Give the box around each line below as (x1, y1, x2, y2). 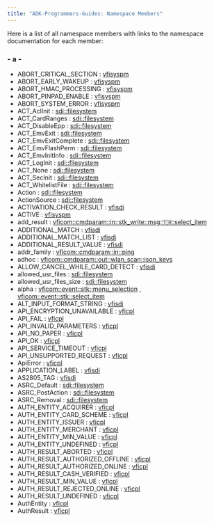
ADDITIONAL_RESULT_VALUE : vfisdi (17, 240, 123, 248)
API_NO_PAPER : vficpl (17, 329, 83, 338)
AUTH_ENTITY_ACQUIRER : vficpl (17, 403, 115, 411)
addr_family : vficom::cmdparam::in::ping (17, 248, 135, 256)
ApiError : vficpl (17, 358, 63, 367)
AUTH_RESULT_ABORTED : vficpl (17, 447, 113, 456)
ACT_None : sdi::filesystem (17, 166, 95, 174)
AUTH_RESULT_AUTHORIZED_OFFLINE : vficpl (17, 454, 151, 463)
